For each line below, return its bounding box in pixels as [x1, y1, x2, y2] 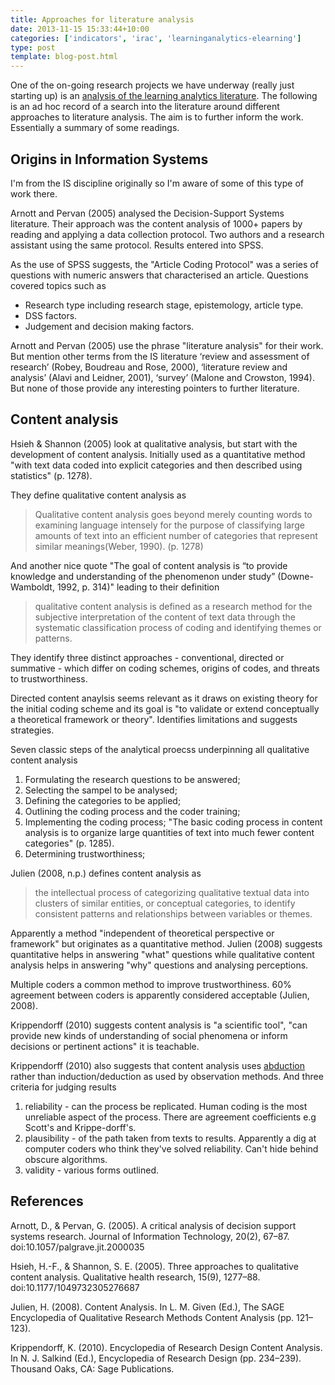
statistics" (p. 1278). [10, 469, 93, 481]
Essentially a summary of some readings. [10, 122, 180, 134]
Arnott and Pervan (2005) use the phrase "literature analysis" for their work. [10, 339, 324, 351]
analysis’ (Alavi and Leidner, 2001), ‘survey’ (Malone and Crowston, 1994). [10, 371, 316, 383]
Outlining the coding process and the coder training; [24, 805, 241, 817]
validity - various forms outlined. [24, 1164, 160, 1176]
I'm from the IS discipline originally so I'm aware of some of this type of [10, 177, 304, 189]
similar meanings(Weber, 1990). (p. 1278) [34, 540, 204, 552]
